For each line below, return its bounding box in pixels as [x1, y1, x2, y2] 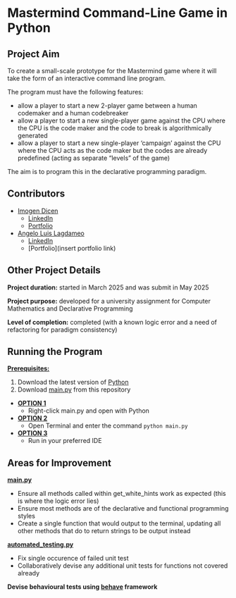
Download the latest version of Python [17, 378, 129, 387]
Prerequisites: [7, 364, 50, 373]
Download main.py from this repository [17, 385, 131, 394]
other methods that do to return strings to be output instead [17, 527, 191, 535]
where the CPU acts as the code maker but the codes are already [17, 147, 208, 154]
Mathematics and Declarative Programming [7, 304, 133, 313]
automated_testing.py [7, 540, 74, 549]
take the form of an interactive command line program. [7, 74, 166, 82]
